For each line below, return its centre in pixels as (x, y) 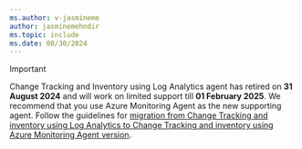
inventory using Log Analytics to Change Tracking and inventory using (141, 125)
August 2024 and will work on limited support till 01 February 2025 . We (145, 96)
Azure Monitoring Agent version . (71, 135)
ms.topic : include (44, 35)
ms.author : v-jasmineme (55, 18)
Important (28, 69)
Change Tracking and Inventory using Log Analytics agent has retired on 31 (151, 86)
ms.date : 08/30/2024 (49, 43)
